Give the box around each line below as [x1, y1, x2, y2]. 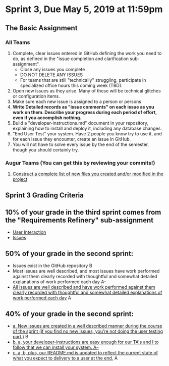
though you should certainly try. [12, 146, 79, 152]
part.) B [12, 334, 29, 339]
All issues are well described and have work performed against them [12, 284, 155, 290]
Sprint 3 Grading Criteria [5, 191, 84, 199]
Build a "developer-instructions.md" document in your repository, [12, 120, 149, 126]
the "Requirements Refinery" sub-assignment [5, 216, 154, 224]
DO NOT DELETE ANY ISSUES [20, 72, 83, 78]
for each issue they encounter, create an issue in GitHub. [12, 136, 131, 142]
